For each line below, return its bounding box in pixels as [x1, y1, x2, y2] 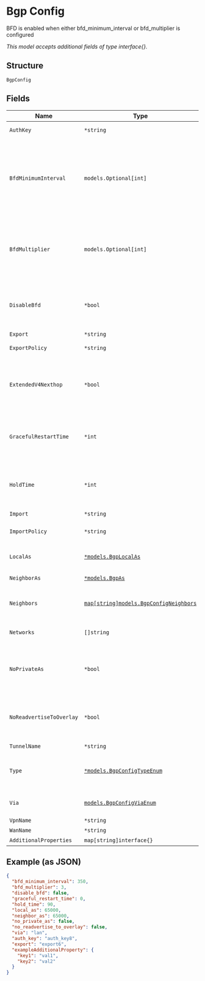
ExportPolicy [9, 344, 48, 351]
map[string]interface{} [84, 837, 154, 843]
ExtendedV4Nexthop [9, 381, 63, 388]
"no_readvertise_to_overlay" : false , [12, 924, 108, 930]
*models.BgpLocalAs [84, 553, 141, 560]
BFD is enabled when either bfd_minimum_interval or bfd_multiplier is [6, 24, 181, 32]
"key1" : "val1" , [17, 952, 59, 958]
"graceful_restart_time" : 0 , [12, 895, 86, 901]
